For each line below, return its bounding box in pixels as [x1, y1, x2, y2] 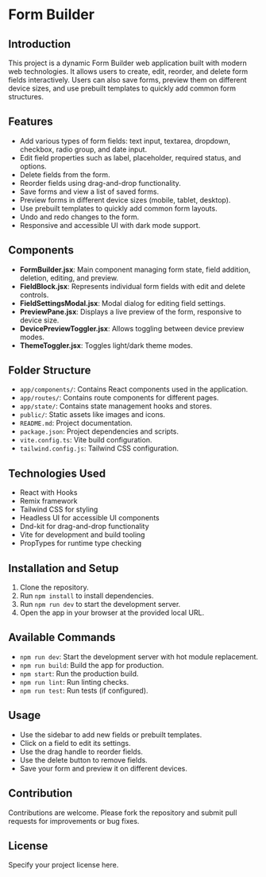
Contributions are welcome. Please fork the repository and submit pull [8, 808, 237, 817]
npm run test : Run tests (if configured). [19, 686, 148, 695]
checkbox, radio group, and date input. [19, 145, 148, 154]
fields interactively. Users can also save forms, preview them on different [8, 75, 248, 84]
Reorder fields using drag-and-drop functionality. [19, 178, 181, 187]
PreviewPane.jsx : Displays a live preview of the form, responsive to [19, 307, 242, 316]
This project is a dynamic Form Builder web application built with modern [8, 58, 248, 68]
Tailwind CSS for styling [19, 504, 98, 514]
